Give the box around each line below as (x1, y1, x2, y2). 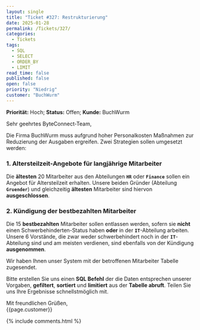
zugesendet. (6, 264, 37, 271)
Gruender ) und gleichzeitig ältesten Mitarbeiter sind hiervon (6, 186, 153, 193)
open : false (6, 81, 36, 87)
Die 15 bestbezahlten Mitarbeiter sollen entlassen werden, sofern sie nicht (6, 221, 191, 228)
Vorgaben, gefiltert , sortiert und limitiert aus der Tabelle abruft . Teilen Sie (6, 282, 191, 289)
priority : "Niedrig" (6, 87, 58, 93)
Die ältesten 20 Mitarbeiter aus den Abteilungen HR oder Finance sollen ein (6, 173, 190, 180)
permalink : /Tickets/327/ (6, 25, 70, 32)
